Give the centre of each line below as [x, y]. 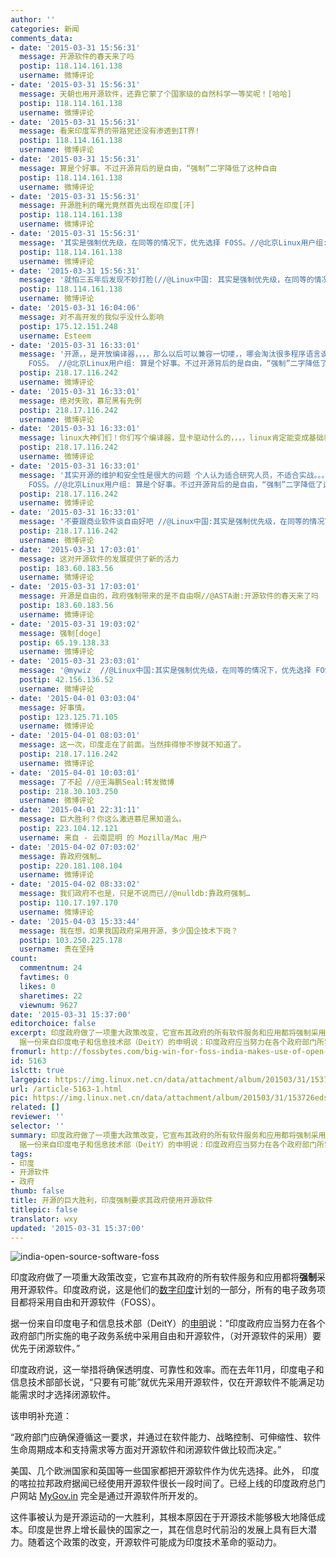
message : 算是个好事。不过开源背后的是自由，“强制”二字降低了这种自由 [148, 168]
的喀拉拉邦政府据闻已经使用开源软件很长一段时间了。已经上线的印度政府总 [163, 1483]
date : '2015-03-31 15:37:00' [71, 1014]
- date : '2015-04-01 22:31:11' [75, 810]
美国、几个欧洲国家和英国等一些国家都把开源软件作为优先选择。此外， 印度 [165, 1471]
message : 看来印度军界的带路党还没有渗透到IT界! [109, 131]
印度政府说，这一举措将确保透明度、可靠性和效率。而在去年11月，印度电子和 [167, 1370]
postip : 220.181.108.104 [71, 866]
